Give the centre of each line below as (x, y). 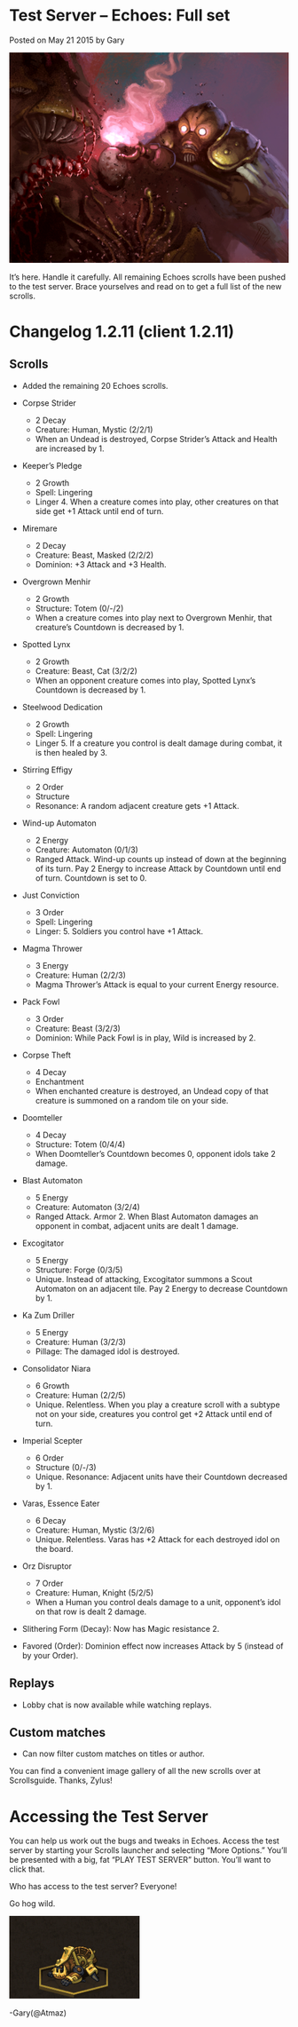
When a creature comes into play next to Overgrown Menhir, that (153, 617)
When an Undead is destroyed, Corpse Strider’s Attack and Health (156, 439)
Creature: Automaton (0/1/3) (87, 850)
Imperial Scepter (52, 1440)
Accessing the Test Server (109, 1816)
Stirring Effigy (47, 770)
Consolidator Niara (56, 1368)
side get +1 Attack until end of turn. (99, 511)
